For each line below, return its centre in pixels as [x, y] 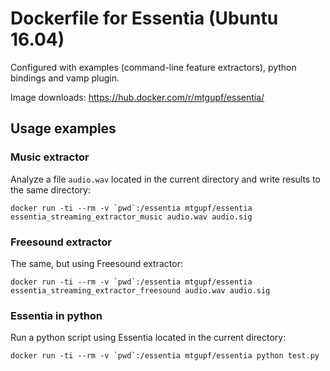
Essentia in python [56, 315]
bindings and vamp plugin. [65, 78]
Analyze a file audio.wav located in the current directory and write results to [165, 179]
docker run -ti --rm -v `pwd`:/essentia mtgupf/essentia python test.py [165, 356]
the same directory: [50, 189]
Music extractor [50, 157]
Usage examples [63, 128]
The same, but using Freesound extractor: [96, 263]
